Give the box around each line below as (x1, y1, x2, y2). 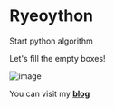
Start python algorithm (9, 35, 93, 46)
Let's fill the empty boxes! (9, 53, 106, 64)
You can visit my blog (9, 88, 90, 99)
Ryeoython (9, 5, 93, 26)
